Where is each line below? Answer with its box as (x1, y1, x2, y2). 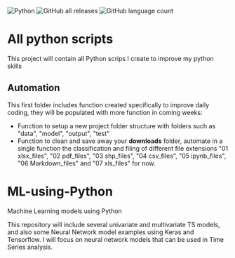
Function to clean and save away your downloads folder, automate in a (17, 137, 223, 145)
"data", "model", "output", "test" (17, 129, 110, 137)
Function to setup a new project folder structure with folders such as (17, 121, 216, 130)
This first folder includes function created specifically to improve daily (7, 100, 210, 109)
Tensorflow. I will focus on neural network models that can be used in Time (7, 235, 224, 243)
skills (7, 62, 22, 70)
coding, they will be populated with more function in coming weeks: (7, 108, 203, 116)
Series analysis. (7, 243, 53, 251)
